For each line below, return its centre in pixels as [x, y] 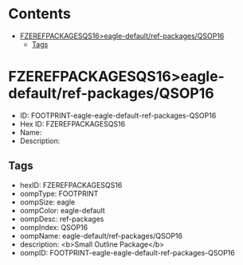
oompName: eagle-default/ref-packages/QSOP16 [101, 236]
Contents [40, 14]
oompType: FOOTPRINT [59, 193]
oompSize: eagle [47, 202]
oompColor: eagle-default [62, 210]
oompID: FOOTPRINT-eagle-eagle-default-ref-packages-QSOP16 [127, 252]
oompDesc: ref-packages [62, 219]
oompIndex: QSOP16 [54, 227]
